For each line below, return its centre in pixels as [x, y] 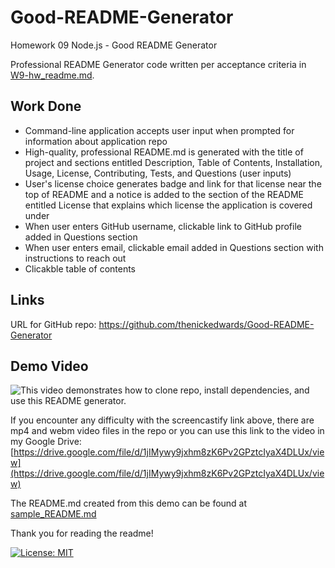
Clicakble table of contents [80, 268]
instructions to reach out [75, 258]
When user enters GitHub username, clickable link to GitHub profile [163, 226]
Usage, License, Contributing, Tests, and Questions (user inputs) [158, 173]
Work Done [46, 106]
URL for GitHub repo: [53, 324]
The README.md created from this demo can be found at [129, 503]
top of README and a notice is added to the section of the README [164, 194]
